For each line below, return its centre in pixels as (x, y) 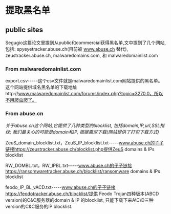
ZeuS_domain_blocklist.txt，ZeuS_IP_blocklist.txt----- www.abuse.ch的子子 (84, 143)
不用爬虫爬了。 (21, 100)
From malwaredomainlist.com (43, 69)
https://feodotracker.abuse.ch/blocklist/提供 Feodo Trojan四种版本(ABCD (82, 194)
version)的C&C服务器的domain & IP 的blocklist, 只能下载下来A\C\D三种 (79, 200)
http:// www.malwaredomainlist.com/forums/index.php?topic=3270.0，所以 (84, 94)
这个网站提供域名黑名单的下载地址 (41, 87)
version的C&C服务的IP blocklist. (39, 206)
